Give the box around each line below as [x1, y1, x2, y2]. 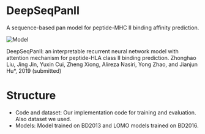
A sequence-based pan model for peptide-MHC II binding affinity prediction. [6, 24, 199, 31]
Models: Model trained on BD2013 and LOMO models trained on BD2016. [15, 122, 199, 129]
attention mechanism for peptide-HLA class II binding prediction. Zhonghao [6, 54, 197, 61]
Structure [6, 89, 56, 103]
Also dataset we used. [15, 115, 72, 122]
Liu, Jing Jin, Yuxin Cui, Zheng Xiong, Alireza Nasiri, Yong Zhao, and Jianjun [6, 61, 198, 68]
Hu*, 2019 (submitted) [6, 67, 62, 74]
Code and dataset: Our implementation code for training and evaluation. [15, 108, 196, 116]
